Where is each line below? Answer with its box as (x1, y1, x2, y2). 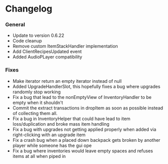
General (5, 21, 25, 28)
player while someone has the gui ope (12, 142, 92, 148)
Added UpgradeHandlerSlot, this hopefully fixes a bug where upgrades (12, 83, 160, 89)
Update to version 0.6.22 (12, 32, 65, 38)
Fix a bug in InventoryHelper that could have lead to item (12, 116, 131, 122)
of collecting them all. (12, 110, 58, 116)
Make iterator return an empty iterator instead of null (12, 78, 122, 84)
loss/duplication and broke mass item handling (12, 121, 109, 127)
